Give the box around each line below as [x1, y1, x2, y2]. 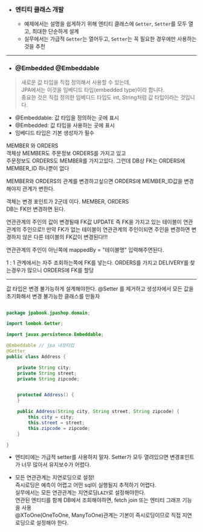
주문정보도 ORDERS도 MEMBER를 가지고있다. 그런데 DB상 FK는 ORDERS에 [6, 157, 185, 164]
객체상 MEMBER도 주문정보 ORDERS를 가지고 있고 [6, 149, 126, 156]
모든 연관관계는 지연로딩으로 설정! [14, 474, 95, 481]
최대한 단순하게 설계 [32, 28, 80, 35]
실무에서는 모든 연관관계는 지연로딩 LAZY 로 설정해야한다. [14, 489, 146, 496]
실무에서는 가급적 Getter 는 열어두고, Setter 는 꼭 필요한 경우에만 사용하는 [24, 35, 197, 43]
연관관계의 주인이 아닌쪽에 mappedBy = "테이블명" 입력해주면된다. [6, 246, 164, 253]
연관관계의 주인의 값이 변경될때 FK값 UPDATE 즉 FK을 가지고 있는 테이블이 [6, 218, 182, 225]
